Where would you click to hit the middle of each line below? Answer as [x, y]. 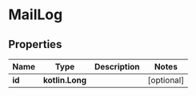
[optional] [166, 80]
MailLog [36, 15]
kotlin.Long [65, 80]
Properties [35, 44]
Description [117, 67]
